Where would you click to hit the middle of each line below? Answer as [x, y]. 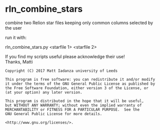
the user [14, 28]
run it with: [16, 37]
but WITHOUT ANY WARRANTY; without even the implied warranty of [73, 105]
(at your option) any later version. [44, 92]
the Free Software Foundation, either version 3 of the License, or [77, 88]
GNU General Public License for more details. [54, 114]
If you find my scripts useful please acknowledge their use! [65, 56]
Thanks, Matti [19, 62]
